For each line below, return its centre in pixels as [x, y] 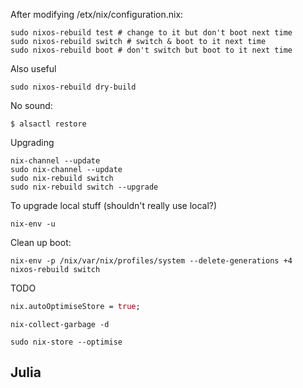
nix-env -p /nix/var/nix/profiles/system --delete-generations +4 [151, 261]
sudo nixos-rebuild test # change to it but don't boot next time [151, 33]
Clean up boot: [41, 242]
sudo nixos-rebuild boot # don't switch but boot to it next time [151, 50]
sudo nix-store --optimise [66, 342]
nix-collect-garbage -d [60, 324]
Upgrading [32, 142]
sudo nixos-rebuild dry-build [73, 87]
